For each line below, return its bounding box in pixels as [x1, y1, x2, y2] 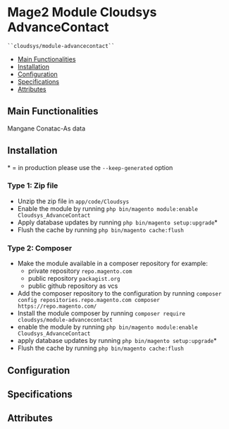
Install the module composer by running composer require [17, 309, 185, 318]
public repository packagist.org [27, 274, 120, 283]
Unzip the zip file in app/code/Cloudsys [17, 197, 130, 205]
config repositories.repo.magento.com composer [17, 297, 160, 304]
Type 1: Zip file [7, 181, 58, 191]
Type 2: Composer [7, 243, 73, 253]
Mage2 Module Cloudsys [7, 4, 157, 20]
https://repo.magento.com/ [17, 303, 97, 310]
